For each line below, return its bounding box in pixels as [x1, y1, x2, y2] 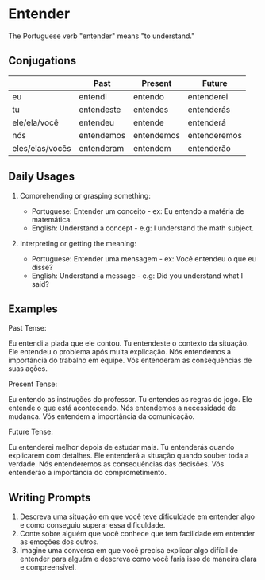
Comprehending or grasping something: [19, 191, 151, 200]
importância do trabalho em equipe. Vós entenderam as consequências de [8, 355, 252, 365]
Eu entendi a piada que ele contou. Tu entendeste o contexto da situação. [8, 338, 249, 348]
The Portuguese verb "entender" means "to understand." [8, 31, 195, 41]
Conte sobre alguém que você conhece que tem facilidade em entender [19, 529, 255, 539]
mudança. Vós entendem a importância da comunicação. [8, 412, 195, 421]
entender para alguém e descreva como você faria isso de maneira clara [19, 554, 257, 564]
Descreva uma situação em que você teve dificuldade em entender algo [19, 512, 255, 521]
